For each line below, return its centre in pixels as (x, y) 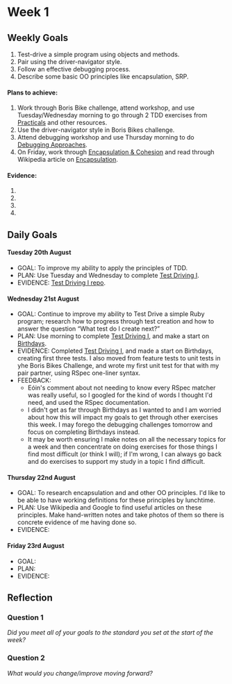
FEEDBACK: (34, 381)
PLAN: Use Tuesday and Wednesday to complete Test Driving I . (108, 275)
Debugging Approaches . (52, 145)
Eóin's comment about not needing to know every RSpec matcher (122, 388)
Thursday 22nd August (41, 477)
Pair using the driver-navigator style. (69, 62)
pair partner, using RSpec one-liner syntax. (79, 373)
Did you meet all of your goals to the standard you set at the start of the (110, 633)
